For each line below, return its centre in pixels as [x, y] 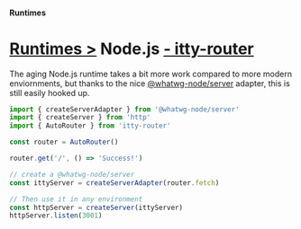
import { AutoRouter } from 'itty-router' [90, 126]
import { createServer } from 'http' [80, 118]
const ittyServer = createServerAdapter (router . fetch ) [114, 183]
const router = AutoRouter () [64, 142]
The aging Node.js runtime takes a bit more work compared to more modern [151, 74]
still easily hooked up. [50, 92]
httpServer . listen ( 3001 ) [56, 216]
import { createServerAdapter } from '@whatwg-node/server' [125, 109]
